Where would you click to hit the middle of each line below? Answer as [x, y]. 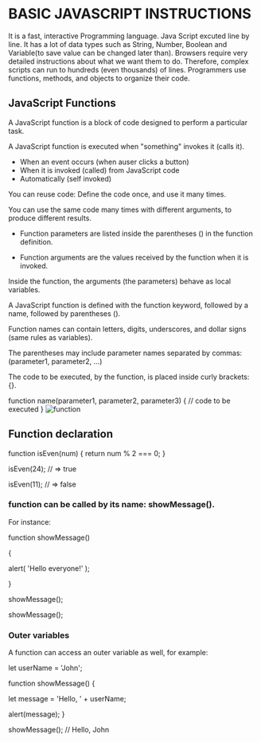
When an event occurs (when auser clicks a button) [104, 162]
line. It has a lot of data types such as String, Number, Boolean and [118, 44]
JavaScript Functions [62, 103]
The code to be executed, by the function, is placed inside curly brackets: [129, 377]
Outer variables [39, 635]
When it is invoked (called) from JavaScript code [99, 170]
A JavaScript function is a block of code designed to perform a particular [128, 122]
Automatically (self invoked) [66, 178]
